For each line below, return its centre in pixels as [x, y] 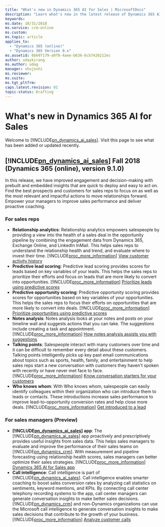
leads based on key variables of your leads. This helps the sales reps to [84, 272]
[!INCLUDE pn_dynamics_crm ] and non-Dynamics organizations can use [85, 503]
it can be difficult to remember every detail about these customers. [80, 350]
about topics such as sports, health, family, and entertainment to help [82, 360]
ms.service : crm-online [29, 28]
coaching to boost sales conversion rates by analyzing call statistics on [84, 483]
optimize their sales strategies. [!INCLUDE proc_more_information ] [79, 462]
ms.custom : [16, 32]
